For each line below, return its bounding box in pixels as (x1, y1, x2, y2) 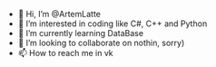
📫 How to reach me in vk (17, 48, 113, 58)
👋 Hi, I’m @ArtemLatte (17, 9, 102, 19)
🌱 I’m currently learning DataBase (17, 28, 143, 38)
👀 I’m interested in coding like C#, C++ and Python (17, 18, 208, 29)
